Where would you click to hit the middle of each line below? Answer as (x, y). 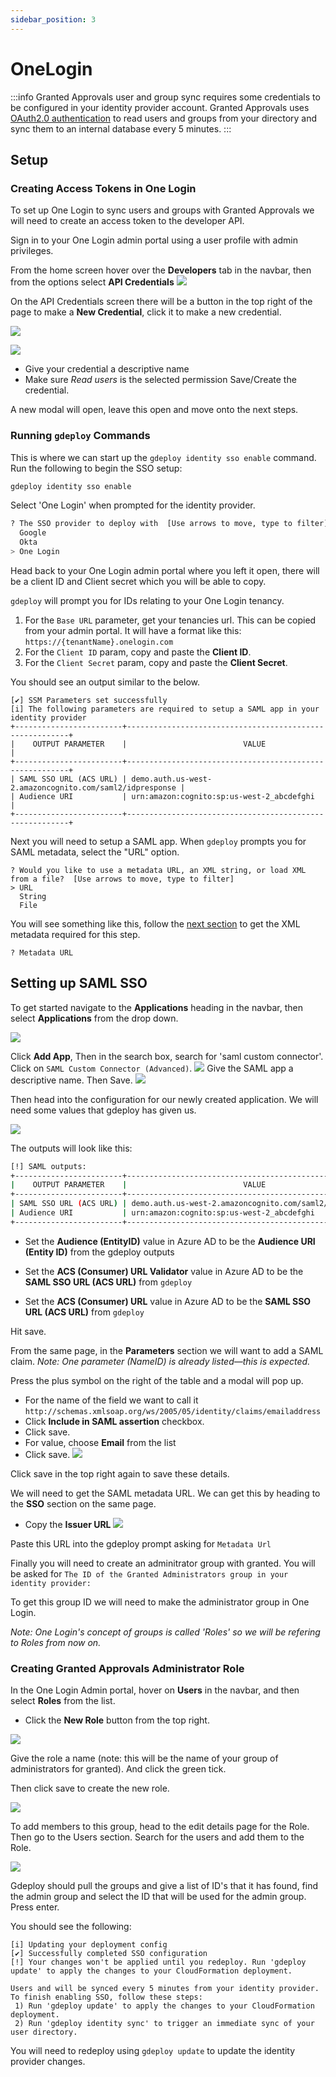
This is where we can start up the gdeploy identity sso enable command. (163, 457)
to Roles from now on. (56, 1642)
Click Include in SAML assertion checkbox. (114, 1421)
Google (33, 533)
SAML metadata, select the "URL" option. (95, 852)
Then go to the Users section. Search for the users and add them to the (157, 1837)
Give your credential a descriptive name (107, 369)
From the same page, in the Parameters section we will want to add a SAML (167, 1350)
